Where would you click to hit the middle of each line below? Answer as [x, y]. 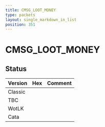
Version [18, 83]
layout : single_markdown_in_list [41, 20]
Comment [59, 83]
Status [16, 69]
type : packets [20, 15]
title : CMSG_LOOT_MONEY [31, 10]
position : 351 [20, 24]
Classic [17, 92]
